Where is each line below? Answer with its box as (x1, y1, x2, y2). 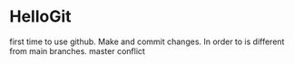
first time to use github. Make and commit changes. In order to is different (9, 36, 285, 47)
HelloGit (9, 6, 72, 27)
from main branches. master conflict (9, 45, 145, 56)
